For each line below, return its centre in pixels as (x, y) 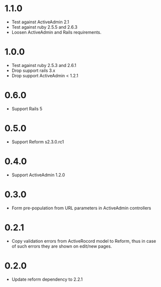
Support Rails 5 (27, 109)
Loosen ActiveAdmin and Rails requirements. (56, 32)
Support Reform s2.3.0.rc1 (38, 142)
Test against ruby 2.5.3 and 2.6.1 (44, 65)
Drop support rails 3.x (33, 70)
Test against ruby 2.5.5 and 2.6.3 (45, 27)
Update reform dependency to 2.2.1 (47, 279)
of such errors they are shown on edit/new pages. (62, 246)
